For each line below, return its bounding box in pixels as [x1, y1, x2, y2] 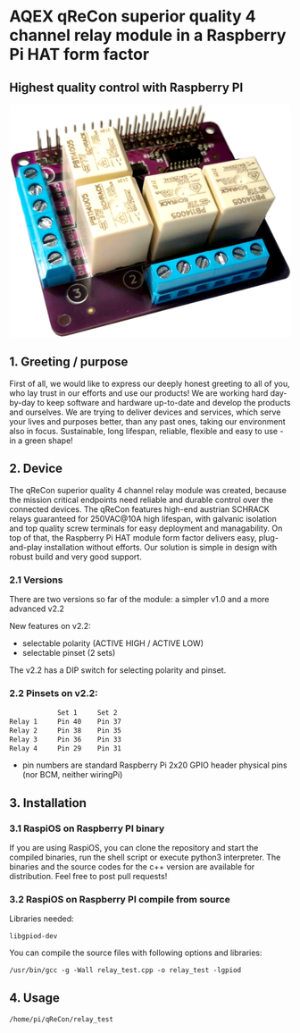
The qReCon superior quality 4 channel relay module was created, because [9, 484, 287, 495]
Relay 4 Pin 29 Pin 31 [9, 744, 122, 753]
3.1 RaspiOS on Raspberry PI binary [9, 822, 165, 835]
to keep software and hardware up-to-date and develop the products [37, 397, 291, 407]
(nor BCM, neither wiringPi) [21, 769, 123, 780]
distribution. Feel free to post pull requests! [9, 871, 168, 881]
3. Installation [9, 795, 87, 810]
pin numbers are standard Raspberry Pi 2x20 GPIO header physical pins [21, 760, 287, 770]
